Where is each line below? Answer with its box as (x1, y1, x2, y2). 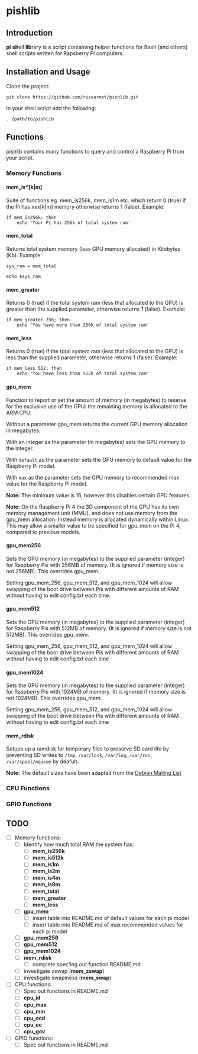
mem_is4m (32, 874, 61, 881)
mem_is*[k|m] (6, 184, 43, 191)
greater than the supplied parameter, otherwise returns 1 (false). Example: (6, 305, 186, 312)
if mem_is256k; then (6, 215, 57, 221)
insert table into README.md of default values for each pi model (32, 914, 189, 921)
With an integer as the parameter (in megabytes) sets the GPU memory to (6, 438, 186, 445)
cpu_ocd (23, 1014, 46, 1021)
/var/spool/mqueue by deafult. (6, 758, 79, 765)
